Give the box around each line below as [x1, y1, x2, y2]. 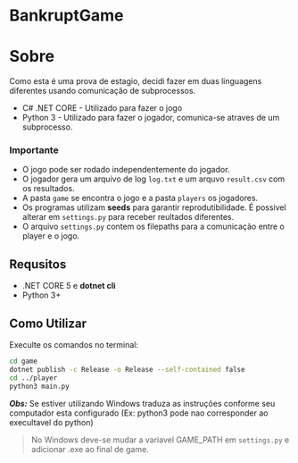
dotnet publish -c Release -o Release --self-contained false [9, 365, 245, 374]
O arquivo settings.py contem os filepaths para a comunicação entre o [21, 221, 286, 232]
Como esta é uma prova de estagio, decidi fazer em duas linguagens [9, 76, 262, 87]
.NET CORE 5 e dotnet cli [21, 281, 116, 291]
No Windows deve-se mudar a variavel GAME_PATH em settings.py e [30, 434, 290, 445]
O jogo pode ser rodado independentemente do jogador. [21, 164, 230, 175]
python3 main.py [9, 382, 70, 391]
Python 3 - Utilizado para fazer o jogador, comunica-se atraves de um [21, 113, 280, 123]
